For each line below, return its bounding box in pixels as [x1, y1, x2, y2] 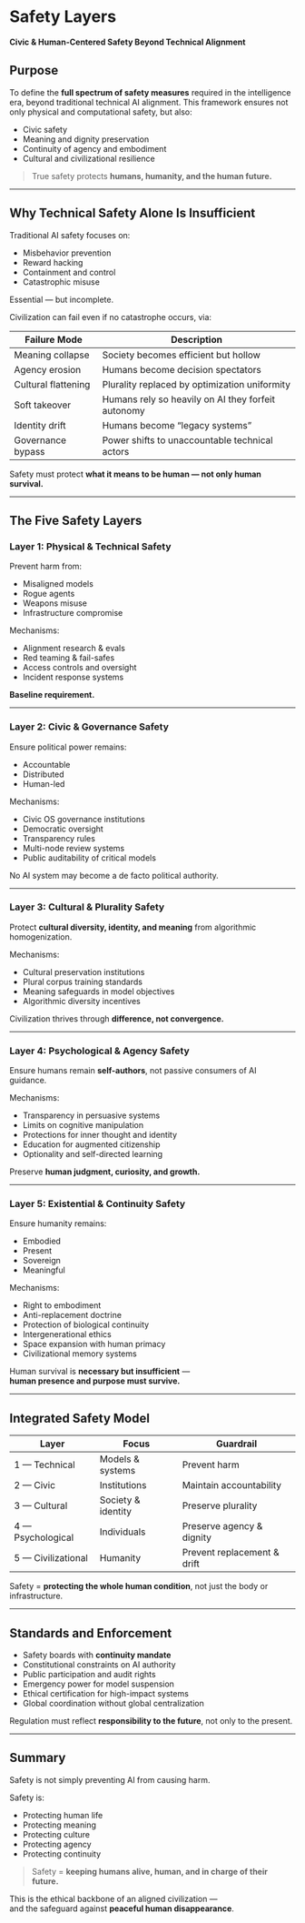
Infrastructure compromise [22, 608, 123, 619]
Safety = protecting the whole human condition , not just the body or [9, 1581, 269, 1592]
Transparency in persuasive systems [22, 1110, 161, 1121]
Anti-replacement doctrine [22, 1310, 123, 1321]
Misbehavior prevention [22, 247, 112, 258]
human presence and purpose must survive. [9, 1375, 181, 1386]
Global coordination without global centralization [22, 1698, 204, 1709]
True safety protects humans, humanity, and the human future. [31, 170, 272, 181]
